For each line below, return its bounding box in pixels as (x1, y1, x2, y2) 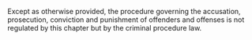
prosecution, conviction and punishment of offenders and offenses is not (7, 15, 245, 24)
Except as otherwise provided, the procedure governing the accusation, (7, 7, 242, 16)
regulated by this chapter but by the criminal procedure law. (7, 24, 202, 32)
